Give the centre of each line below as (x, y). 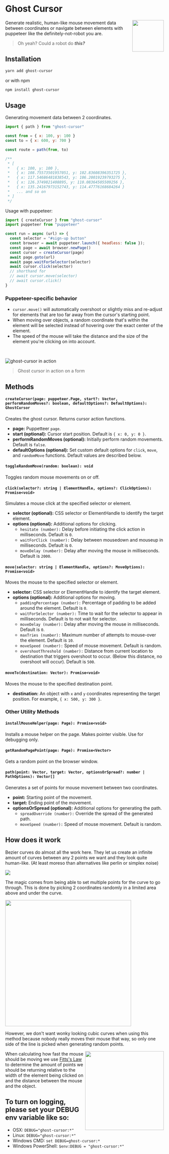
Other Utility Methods (32, 712)
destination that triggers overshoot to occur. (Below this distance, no (91, 656)
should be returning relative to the (40, 1070)
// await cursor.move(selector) (44, 276)
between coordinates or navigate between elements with (64, 28)
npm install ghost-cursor (32, 90)
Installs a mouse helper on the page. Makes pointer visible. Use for (74, 734)
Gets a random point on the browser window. (52, 761)
